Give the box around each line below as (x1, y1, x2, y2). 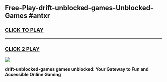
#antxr (29, 12, 50, 20)
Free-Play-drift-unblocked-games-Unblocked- (5, 4, 154, 12)
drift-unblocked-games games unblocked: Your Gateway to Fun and (5, 66, 149, 72)
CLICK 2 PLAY (5, 45, 40, 52)
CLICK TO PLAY (5, 27, 44, 34)
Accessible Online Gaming (5, 71, 61, 77)
